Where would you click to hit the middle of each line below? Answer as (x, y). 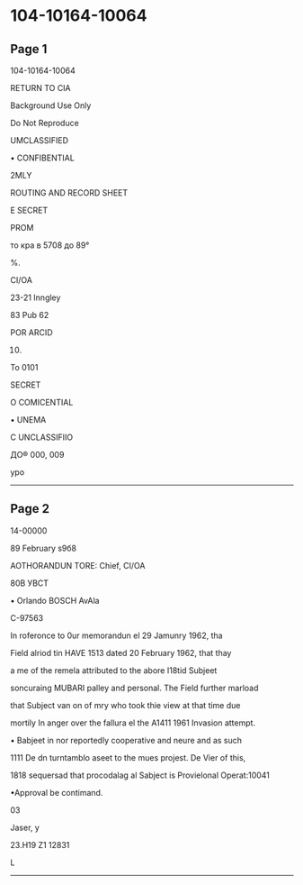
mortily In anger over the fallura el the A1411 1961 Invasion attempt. (133, 723)
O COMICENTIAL (42, 402)
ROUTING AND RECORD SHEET (69, 193)
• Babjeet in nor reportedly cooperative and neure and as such (126, 740)
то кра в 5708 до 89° (50, 245)
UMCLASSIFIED (40, 140)
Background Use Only (51, 105)
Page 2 (30, 509)
